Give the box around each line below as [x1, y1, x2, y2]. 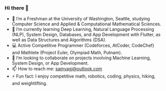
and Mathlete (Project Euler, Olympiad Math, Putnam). [11, 50, 122, 56]
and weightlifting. [11, 81, 48, 87]
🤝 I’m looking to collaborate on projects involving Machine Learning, [11, 55, 151, 61]
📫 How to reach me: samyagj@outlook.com [11, 66, 102, 72]
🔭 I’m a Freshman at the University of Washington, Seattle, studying [11, 16, 150, 22]
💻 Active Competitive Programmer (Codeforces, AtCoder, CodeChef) [11, 42, 155, 49]
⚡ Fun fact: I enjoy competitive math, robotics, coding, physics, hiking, [11, 73, 156, 79]
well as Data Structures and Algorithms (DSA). [11, 37, 106, 43]
